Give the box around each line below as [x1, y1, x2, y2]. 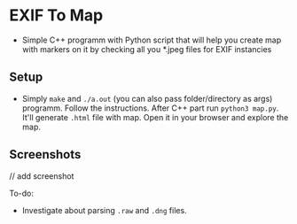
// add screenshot [9, 170, 74, 182]
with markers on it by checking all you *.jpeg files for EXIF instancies [21, 43, 272, 54]
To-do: [9, 188, 34, 198]
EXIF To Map [9, 5, 104, 26]
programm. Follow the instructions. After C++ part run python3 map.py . [21, 103, 279, 113]
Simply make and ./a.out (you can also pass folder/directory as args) [21, 93, 273, 104]
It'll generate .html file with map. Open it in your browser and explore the [21, 112, 289, 122]
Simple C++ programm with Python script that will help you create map [21, 35, 282, 45]
